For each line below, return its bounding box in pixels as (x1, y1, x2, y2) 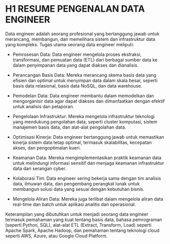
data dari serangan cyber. (12, 165, 67, 171)
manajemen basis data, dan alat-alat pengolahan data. (12, 124, 126, 130)
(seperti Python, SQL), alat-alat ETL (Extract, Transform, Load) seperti (5, 222, 152, 228)
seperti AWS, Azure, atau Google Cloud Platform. (5, 232, 108, 239)
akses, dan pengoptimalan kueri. (12, 144, 81, 150)
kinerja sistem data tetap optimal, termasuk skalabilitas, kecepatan (12, 139, 152, 145)
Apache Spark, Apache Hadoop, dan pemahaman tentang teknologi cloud (5, 227, 160, 233)
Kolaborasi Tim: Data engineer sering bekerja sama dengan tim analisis (12, 175, 161, 181)
